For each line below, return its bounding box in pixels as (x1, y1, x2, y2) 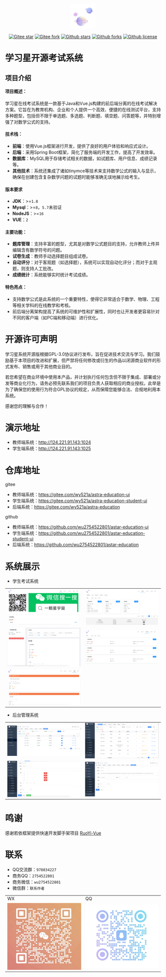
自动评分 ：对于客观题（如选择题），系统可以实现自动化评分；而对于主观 (12, 259, 158, 266)
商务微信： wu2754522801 (12, 879, 61, 884)
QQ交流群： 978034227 (12, 866, 57, 872)
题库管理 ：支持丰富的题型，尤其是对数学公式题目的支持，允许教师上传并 (12, 241, 160, 247)
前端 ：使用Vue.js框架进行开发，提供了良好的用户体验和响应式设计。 (12, 143, 151, 149)
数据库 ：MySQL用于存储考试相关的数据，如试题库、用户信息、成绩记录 (12, 155, 157, 161)
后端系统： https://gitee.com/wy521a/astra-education (12, 504, 120, 510)
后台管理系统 (12, 712, 39, 718)
